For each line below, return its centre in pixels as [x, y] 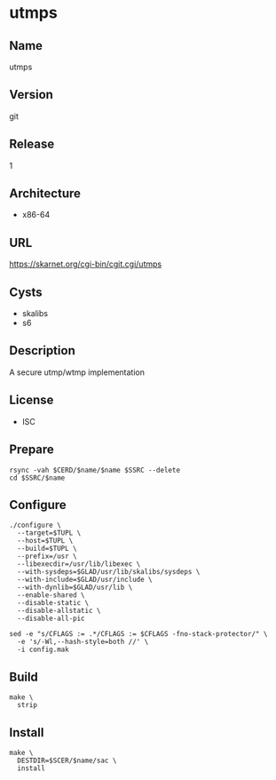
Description [42, 350]
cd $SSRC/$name [37, 478]
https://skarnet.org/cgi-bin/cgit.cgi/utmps [86, 264]
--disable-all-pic [51, 619]
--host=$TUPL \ [45, 541]
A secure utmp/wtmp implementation [77, 372]
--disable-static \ [53, 603]
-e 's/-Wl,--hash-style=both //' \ [83, 642]
